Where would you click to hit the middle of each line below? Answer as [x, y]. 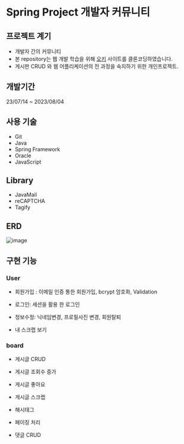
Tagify [23, 207]
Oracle [23, 155]
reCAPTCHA [30, 201]
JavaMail [26, 195]
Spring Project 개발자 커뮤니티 [78, 12]
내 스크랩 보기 [31, 329]
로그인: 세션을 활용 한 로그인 [47, 304]
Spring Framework [37, 149]
